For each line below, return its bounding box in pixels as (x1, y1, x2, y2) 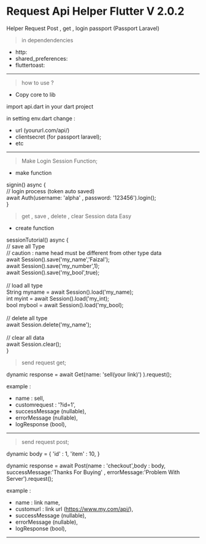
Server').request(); (6, 475, 53, 482)
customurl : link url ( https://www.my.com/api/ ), (15, 505, 134, 513)
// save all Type (6, 242, 45, 250)
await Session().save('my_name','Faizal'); (6, 256, 110, 263)
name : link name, (15, 499, 60, 506)
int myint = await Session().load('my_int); (6, 294, 109, 302)
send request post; (21, 438, 69, 445)
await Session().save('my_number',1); (6, 262, 100, 269)
